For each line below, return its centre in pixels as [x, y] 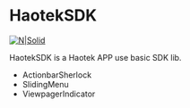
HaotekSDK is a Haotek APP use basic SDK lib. [95, 57]
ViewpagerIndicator [59, 94]
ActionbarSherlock [57, 75]
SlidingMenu [45, 84]
